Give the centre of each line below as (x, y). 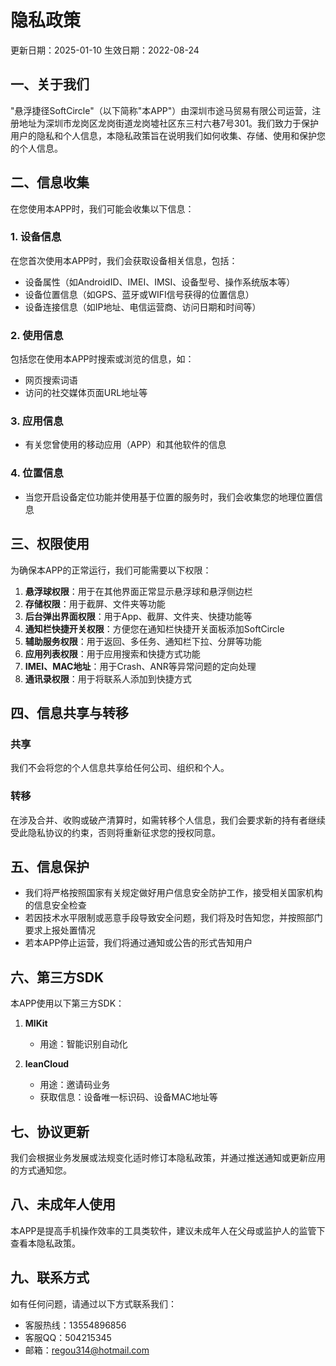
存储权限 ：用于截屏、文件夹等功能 (95, 603)
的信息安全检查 (55, 905)
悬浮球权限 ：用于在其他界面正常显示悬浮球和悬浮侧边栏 (138, 591)
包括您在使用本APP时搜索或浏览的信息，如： (102, 359)
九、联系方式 (50, 1277)
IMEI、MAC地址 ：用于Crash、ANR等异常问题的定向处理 (140, 666)
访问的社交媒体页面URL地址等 (86, 393)
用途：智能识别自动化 (83, 1044)
